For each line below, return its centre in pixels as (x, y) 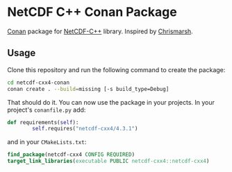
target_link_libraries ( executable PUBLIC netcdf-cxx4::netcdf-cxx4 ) (108, 161)
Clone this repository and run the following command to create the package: (116, 69)
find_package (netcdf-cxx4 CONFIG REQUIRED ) (71, 155)
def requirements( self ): (43, 122)
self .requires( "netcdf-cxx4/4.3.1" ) (85, 129)
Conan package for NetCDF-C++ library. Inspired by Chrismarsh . (100, 31)
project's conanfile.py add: (47, 110)
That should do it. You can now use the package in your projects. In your (111, 102)
